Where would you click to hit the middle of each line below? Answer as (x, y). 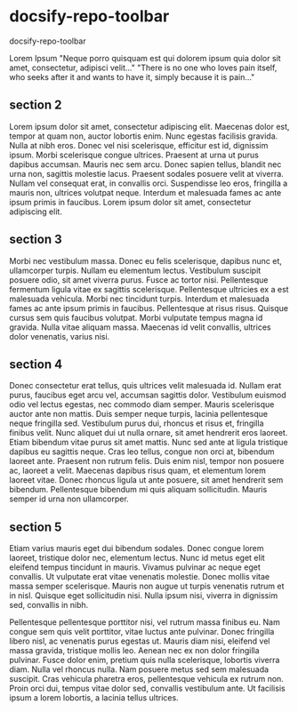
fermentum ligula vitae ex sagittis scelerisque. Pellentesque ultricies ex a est (149, 289)
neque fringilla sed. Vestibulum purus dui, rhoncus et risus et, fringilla (137, 423)
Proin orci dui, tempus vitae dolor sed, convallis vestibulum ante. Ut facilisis (148, 688)
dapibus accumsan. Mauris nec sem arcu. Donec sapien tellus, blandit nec (145, 164)
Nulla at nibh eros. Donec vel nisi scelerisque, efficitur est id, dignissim (139, 145)
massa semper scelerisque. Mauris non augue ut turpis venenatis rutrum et (147, 586)
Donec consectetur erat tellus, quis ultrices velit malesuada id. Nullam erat (145, 386)
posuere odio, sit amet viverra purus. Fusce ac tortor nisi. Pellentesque (139, 280)
